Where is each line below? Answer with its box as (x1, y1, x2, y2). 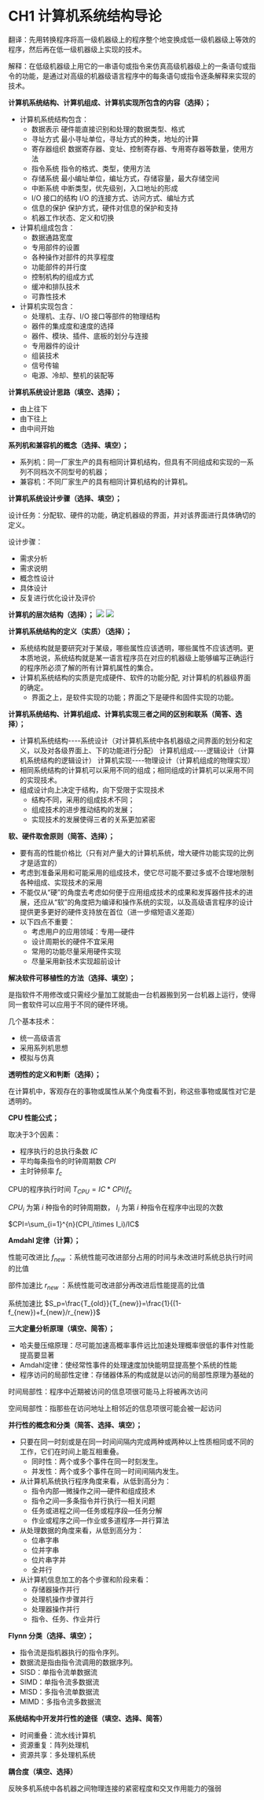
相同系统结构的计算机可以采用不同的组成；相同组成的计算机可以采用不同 (19, 765, 254, 774)
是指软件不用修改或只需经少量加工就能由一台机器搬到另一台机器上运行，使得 (8, 989, 256, 999)
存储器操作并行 (31, 1584, 80, 1594)
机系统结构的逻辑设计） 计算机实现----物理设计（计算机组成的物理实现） (19, 755, 255, 765)
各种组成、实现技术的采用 (19, 878, 103, 887)
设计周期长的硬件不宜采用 (31, 937, 115, 946)
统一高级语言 (19, 1033, 61, 1042)
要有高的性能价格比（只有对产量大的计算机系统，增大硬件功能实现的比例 (19, 848, 254, 857)
